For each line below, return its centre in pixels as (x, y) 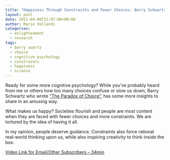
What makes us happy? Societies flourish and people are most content (79, 111)
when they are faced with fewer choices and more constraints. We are (78, 116)
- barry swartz (26, 47)
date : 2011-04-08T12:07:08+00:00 (40, 19)
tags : (11, 43)
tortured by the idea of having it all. (42, 122)
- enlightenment (27, 33)
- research (21, 38)
